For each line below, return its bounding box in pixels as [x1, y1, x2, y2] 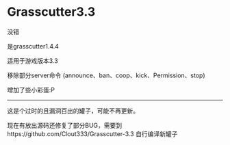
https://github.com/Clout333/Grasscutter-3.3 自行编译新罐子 [7, 129, 178, 137]
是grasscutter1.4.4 [7, 42, 60, 50]
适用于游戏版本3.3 [7, 56, 58, 65]
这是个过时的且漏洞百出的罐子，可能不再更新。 [7, 107, 139, 115]
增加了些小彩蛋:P [7, 85, 55, 94]
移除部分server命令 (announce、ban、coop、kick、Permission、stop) [7, 71, 205, 79]
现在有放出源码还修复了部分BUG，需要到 [7, 121, 123, 129]
